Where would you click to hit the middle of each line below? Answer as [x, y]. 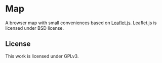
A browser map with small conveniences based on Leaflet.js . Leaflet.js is [81, 23]
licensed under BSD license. [35, 28]
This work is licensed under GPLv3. [42, 56]
